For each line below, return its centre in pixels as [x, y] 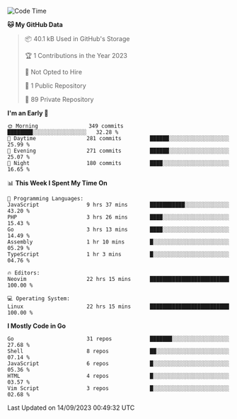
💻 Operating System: [39, 299]
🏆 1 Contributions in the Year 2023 [76, 56]
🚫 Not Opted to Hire [53, 72]
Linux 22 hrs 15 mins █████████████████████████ [118, 306]
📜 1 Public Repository [55, 86]
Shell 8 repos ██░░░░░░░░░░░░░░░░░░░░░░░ [118, 351]
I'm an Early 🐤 [28, 113]
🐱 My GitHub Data [35, 24]
